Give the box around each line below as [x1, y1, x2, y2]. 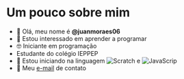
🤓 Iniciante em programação [16, 42, 97, 50]
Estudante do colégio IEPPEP [16, 49, 98, 57]
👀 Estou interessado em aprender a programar [16, 34, 147, 42]
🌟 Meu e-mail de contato [16, 63, 87, 72]
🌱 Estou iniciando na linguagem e [16, 57, 141, 65]
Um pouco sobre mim [6, 5, 131, 20]
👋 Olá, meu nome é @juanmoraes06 [16, 27, 120, 35]
